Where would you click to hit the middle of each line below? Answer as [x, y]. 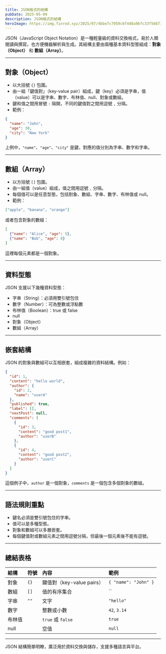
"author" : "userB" [37, 436]
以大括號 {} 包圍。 [31, 85]
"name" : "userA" [31, 395]
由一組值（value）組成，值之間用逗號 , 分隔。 [59, 188]
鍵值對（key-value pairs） [73, 582]
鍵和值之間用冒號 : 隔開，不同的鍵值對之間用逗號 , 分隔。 [71, 104]
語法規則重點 [25, 505]
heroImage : [16, 23]
